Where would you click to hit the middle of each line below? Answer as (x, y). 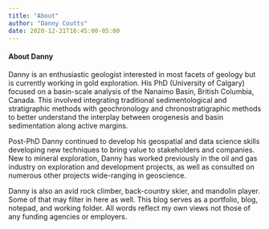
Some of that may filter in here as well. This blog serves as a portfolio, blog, (133, 199)
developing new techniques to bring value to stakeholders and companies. (132, 149)
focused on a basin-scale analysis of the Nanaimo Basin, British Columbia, (131, 91)
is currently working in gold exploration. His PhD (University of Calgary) (126, 83)
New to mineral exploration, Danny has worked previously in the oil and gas (133, 158)
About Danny (31, 56)
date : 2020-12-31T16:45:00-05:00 (64, 31)
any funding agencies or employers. (68, 216)
